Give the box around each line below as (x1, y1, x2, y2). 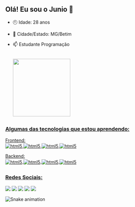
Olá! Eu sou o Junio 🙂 (5, 5, 74, 14)
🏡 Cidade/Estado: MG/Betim (12, 31, 72, 37)
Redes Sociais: (5, 174, 43, 181)
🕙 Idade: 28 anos (12, 19, 50, 25)
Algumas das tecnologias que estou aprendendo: (5, 126, 130, 133)
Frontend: (5, 137, 26, 143)
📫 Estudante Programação (12, 41, 70, 47)
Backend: (5, 153, 25, 159)
